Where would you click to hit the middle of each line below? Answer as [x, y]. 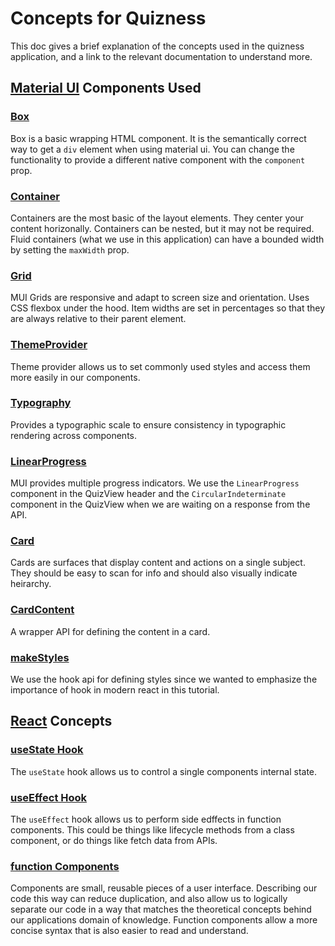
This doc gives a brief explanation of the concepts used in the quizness [157, 46]
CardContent [42, 610]
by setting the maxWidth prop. [70, 249]
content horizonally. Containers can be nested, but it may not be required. [162, 228]
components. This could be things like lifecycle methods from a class [152, 829]
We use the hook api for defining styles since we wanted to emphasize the [164, 679]
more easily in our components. [75, 377]
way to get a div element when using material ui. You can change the [152, 149]
